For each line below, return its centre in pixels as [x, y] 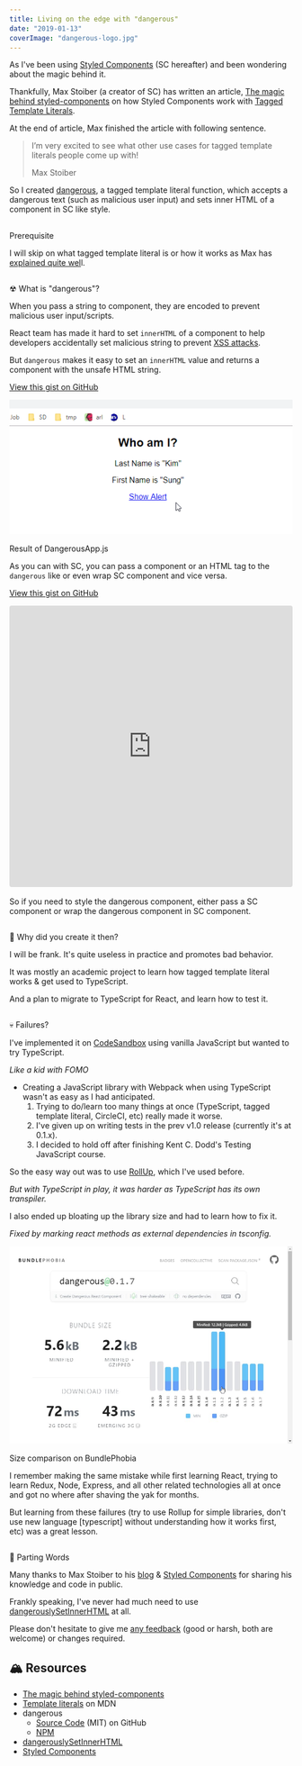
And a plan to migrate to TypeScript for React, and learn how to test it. [139, 999]
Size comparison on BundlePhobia [73, 1458]
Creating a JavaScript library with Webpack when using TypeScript [147, 1087]
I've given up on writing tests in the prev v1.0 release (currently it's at [164, 1126]
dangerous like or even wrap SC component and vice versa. [118, 575]
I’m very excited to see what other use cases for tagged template [151, 146]
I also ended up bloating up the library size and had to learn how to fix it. [143, 1217]
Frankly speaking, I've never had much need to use [104, 1602]
